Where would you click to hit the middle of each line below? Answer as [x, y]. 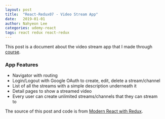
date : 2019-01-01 [25, 19]
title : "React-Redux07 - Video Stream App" [52, 14]
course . [13, 52]
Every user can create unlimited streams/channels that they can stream [85, 96]
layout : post [19, 10]
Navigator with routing [35, 76]
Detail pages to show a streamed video [52, 91]
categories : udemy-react [31, 28]
